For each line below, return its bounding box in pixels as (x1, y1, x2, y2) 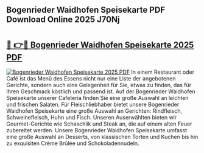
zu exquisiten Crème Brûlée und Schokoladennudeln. (6, 140, 139, 147)
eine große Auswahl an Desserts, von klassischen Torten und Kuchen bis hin (6, 133, 199, 140)
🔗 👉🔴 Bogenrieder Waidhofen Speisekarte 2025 (6, 40, 194, 50)
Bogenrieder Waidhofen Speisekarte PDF (6, 5, 166, 15)
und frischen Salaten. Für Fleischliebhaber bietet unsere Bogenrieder (6, 101, 180, 108)
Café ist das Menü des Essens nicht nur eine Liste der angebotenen (6, 75, 176, 82)
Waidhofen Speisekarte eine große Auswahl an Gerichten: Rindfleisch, (6, 107, 183, 115)
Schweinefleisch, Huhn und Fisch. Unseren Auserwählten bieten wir (6, 114, 177, 121)
